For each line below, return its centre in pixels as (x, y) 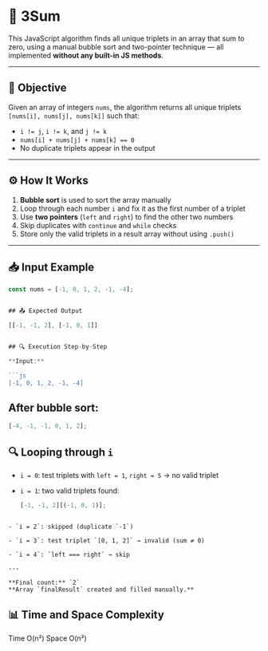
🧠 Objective (37, 88)
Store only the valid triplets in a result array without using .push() (127, 234)
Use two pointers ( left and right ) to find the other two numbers (126, 217)
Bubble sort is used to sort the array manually (95, 199)
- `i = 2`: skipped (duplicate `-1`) (71, 527)
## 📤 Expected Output (45, 311)
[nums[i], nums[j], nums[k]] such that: (74, 116)
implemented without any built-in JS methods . (86, 55)
